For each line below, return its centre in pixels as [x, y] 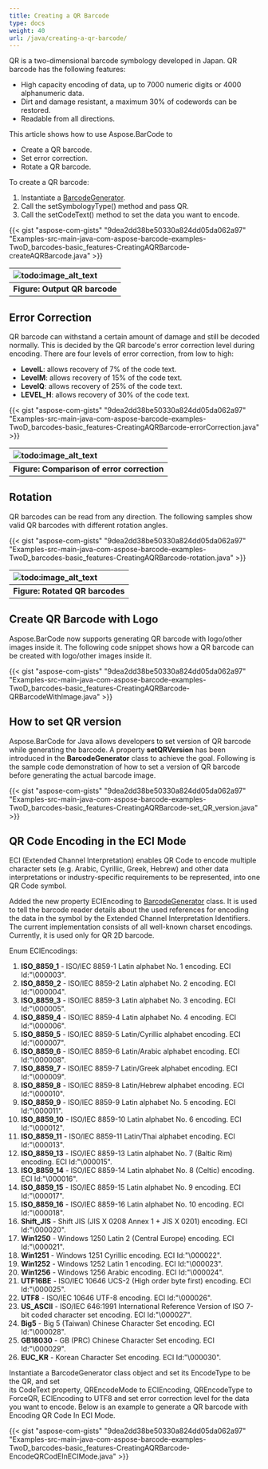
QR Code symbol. [38, 886]
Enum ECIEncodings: [43, 951]
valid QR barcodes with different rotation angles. [89, 525]
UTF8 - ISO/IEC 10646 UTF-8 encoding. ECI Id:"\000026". [116, 1298]
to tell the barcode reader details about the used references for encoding [129, 910]
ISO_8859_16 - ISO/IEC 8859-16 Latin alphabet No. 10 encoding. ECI [132, 1204]
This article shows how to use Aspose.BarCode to [91, 134]
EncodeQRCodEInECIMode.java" [63, 1456]
